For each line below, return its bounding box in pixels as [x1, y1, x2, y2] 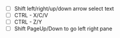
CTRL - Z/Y [14, 18, 42, 26]
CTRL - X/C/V [14, 12, 48, 19]
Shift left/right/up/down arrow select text [14, 5, 114, 12]
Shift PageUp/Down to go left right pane [14, 25, 112, 32]
